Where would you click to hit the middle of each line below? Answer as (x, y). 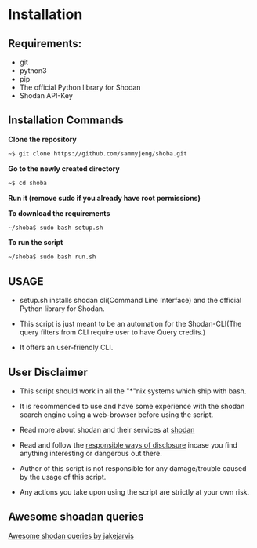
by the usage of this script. (63, 477)
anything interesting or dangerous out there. (91, 453)
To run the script (36, 243)
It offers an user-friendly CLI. (66, 348)
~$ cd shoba (27, 183)
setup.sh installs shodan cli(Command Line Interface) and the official (130, 301)
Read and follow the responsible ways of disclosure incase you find (128, 444)
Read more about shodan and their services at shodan (107, 429)
